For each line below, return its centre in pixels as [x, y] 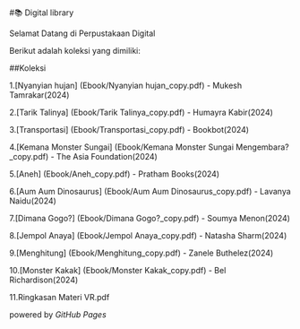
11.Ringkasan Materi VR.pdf [60, 297]
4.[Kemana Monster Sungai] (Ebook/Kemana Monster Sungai [122, 147]
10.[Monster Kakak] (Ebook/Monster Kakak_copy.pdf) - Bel [118, 270]
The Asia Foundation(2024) [107, 156]
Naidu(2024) [33, 201]
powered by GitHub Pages [58, 315]
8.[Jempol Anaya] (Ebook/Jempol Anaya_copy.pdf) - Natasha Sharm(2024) [148, 235]
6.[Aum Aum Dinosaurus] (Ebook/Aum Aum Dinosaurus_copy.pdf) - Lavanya [150, 191]
